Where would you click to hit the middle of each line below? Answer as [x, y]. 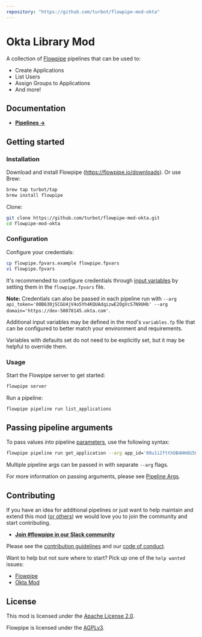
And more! [28, 89]
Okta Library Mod [50, 41]
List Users [27, 77]
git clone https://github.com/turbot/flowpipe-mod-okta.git [83, 218]
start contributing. [29, 523]
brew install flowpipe [35, 195]
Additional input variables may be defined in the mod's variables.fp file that [101, 322]
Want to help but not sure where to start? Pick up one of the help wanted [96, 558]
